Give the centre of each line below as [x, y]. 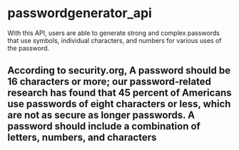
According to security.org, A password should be [119, 70]
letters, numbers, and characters [82, 137]
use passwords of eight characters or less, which [119, 104]
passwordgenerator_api [80, 13]
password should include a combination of [104, 126]
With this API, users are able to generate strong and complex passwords [113, 33]
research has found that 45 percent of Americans [119, 93]
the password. [29, 48]
